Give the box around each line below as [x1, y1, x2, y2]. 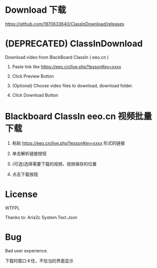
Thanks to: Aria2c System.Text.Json [5, 214, 78, 220]
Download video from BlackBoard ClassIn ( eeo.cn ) [5, 54, 109, 60]
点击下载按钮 [12, 171, 38, 177]
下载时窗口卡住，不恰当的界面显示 [5, 258, 74, 264]
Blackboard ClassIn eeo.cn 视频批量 [5, 111, 152, 122]
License [5, 189, 38, 200]
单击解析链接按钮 [12, 150, 47, 156]
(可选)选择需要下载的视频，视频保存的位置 [12, 161, 97, 167]
